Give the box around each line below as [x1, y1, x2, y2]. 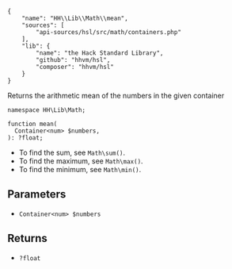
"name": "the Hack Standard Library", [36, 49, 164, 57]
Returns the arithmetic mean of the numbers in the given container [7, 91, 225, 100]
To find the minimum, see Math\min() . [18, 165, 142, 174]
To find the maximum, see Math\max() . [18, 156, 143, 166]
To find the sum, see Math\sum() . [18, 148, 126, 157]
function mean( [7, 120, 58, 128]
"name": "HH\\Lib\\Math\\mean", [21, 14, 128, 22]
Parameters [7, 187, 67, 202]
